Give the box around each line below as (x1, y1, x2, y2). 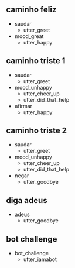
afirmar (14, 102, 33, 109)
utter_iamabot (23, 256, 57, 263)
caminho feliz (6, 5, 57, 15)
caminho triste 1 (6, 56, 66, 66)
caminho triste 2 (6, 126, 67, 136)
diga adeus (6, 195, 48, 205)
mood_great (14, 32, 44, 40)
